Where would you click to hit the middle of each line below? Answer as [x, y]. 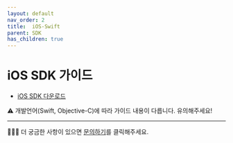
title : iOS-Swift [34, 26]
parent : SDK [24, 33]
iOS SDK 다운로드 [41, 96]
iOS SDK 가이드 [50, 76]
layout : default [31, 13]
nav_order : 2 [26, 20]
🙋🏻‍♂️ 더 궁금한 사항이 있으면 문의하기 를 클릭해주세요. [78, 132]
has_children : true [35, 39]
